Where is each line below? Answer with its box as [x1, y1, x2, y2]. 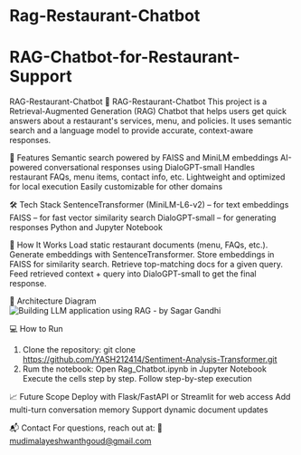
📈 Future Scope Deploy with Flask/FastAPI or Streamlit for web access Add [9, 392, 291, 402]
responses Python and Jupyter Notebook [9, 222, 163, 233]
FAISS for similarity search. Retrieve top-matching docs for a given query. [9, 259, 283, 270]
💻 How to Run [9, 324, 63, 334]
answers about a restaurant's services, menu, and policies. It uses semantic [9, 115, 292, 127]
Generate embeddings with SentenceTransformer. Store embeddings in [9, 249, 275, 260]
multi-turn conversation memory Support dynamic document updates [9, 404, 268, 415]
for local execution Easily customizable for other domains [9, 181, 223, 192]
